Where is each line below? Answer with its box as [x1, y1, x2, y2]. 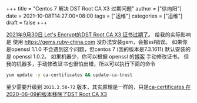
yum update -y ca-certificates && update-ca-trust [6, 72, 133, 78]
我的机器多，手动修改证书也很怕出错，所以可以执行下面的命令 [6, 60, 156, 67]
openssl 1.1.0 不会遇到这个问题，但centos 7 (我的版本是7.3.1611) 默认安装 [11, 46, 186, 53]
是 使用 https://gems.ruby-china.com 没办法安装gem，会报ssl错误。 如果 [6, 39, 182, 45]
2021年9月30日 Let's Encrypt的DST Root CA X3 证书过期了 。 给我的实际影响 [6, 31, 191, 38]
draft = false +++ [6, 19, 48, 26]
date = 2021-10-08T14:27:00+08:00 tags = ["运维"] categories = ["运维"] [6, 12, 183, 19]
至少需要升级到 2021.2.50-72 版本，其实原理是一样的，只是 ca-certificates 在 [6, 83, 191, 90]
